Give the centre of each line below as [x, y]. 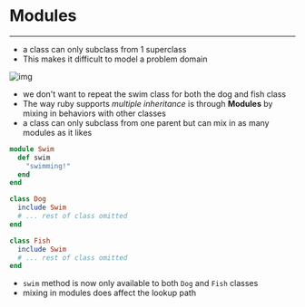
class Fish [30, 241]
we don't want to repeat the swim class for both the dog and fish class [154, 94]
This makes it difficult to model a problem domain [115, 59]
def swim [34, 158]
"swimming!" [48, 166]
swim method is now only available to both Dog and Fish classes [140, 283]
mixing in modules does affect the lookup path [109, 293]
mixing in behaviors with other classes [94, 113]
